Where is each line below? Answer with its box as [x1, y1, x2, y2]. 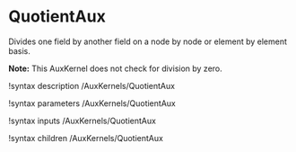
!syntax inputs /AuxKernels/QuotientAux [8, 115, 156, 126]
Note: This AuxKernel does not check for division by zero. [8, 63, 223, 74]
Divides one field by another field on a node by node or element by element [8, 36, 288, 47]
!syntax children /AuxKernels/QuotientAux [8, 132, 163, 143]
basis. [8, 45, 30, 56]
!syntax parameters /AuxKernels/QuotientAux [8, 97, 176, 109]
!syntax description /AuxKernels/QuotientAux [8, 80, 176, 91]
